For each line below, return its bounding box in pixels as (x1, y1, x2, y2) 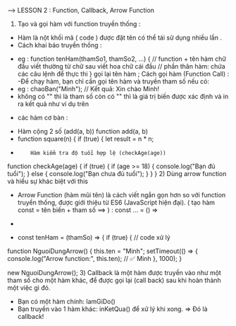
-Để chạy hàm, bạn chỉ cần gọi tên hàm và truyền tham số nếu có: (17, 77, 210, 86)
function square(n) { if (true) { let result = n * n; (17, 134, 154, 143)
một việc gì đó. (7, 284, 51, 292)
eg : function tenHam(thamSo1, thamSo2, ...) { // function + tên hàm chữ (17, 54, 227, 63)
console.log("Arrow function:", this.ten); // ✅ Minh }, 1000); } (7, 255, 182, 262)
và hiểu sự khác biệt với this (7, 177, 88, 185)
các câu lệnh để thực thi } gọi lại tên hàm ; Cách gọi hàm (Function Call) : (17, 70, 230, 78)
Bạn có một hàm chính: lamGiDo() (17, 297, 116, 305)
